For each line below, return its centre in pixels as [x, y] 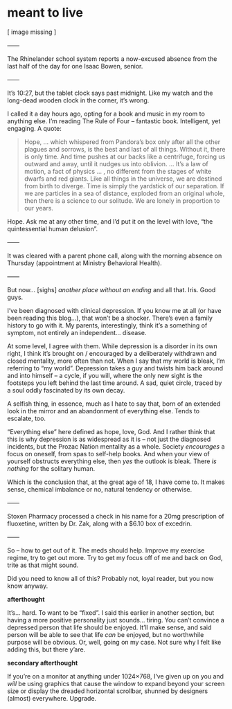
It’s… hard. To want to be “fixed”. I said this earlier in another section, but [111, 612]
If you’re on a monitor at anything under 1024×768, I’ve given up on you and [115, 676]
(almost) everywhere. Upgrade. [52, 698]
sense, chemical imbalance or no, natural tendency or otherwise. [100, 489]
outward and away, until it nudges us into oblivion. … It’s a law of [116, 163]
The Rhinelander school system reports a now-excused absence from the [112, 59]
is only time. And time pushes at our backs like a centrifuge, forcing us [125, 156]
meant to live [45, 13]
